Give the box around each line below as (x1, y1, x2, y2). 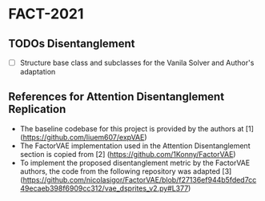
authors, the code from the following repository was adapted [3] (19, 166, 232, 176)
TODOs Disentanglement (8, 37, 135, 50)
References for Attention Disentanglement (8, 90, 225, 104)
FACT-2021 (8, 5, 84, 23)
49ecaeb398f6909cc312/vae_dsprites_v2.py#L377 (19, 183, 189, 193)
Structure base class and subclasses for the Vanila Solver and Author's (19, 58, 255, 67)
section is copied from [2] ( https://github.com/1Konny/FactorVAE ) (19, 149, 236, 159)
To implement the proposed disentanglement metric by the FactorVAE (19, 158, 251, 167)
